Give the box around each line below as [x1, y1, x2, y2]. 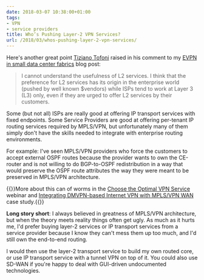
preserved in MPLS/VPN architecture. [6, 173, 100, 180]
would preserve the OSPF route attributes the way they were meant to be [6, 167, 189, 174]
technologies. [6, 267, 41, 274]
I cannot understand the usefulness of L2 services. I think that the [21, 72, 186, 79]
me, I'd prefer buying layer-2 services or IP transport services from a [6, 223, 178, 230]
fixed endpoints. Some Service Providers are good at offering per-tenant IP [6, 116, 194, 124]
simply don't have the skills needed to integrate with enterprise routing [6, 129, 183, 136]
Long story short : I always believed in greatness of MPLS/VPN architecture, [6, 210, 197, 217]
